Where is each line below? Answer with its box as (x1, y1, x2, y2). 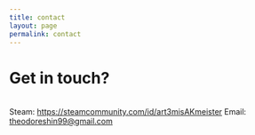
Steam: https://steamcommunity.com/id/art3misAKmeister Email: (9, 107, 247, 117)
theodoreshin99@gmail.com (9, 116, 113, 127)
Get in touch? (9, 67, 110, 88)
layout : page (9, 21, 58, 30)
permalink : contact (9, 29, 82, 38)
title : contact (9, 12, 66, 22)
